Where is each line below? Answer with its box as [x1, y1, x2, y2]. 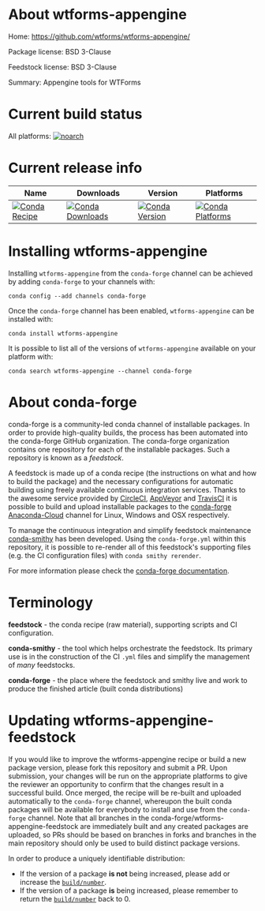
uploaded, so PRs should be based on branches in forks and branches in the [8, 830, 257, 839]
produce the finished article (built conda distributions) [8, 684, 184, 693]
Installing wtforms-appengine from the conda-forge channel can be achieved [8, 268, 253, 278]
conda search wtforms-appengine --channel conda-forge [8, 367, 192, 375]
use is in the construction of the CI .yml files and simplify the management [8, 651, 250, 661]
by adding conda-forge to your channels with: [8, 276, 155, 286]
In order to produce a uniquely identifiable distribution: [8, 853, 185, 863]
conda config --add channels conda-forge [8, 292, 147, 300]
